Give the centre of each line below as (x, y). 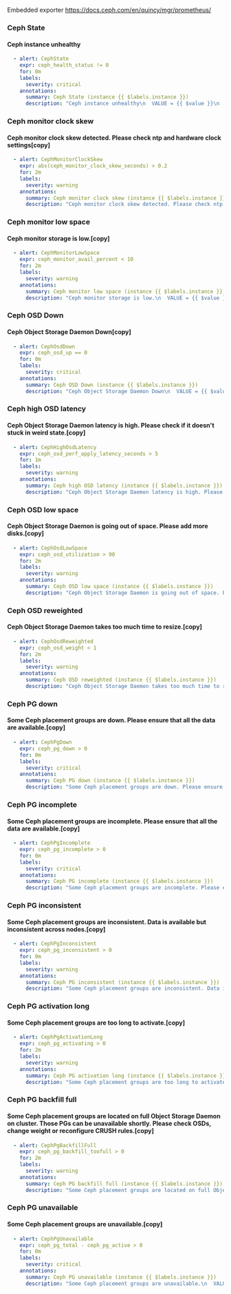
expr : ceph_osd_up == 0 (54, 353)
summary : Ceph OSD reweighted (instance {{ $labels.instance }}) (121, 680)
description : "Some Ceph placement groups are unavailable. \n (116, 1284)
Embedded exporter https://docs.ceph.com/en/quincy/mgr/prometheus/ (109, 10)
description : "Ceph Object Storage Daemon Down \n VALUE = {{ (116, 391)
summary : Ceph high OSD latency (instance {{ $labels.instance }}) (124, 486)
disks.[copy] (26, 534)
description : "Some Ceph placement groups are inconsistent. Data (122, 989)
